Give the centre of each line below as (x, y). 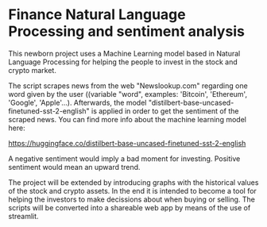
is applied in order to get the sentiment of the (165, 111)
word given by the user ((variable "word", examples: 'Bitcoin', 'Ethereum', (128, 94)
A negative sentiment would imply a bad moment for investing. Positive (124, 158)
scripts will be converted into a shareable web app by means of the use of (130, 207)
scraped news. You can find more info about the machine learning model (127, 119)
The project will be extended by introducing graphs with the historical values (133, 182)
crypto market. (33, 70)
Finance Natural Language (97, 15)
